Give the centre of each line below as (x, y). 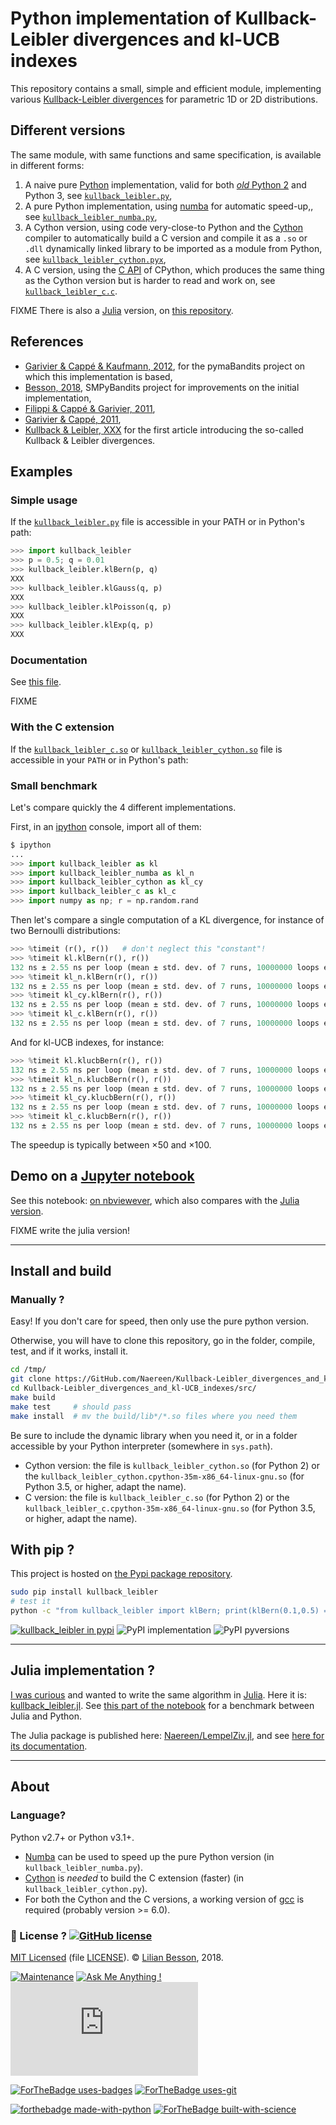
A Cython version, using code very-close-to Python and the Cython (163, 227)
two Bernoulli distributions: (65, 931)
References (47, 342)
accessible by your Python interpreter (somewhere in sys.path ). (141, 1446)
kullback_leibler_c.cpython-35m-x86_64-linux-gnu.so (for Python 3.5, (170, 1508)
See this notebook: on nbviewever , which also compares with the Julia (155, 1200)
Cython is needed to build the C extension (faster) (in (134, 1878)
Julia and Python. (46, 1716)
